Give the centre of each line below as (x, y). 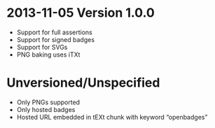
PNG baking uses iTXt (48, 55)
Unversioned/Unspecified (83, 83)
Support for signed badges (56, 39)
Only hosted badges (46, 109)
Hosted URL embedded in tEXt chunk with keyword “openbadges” (112, 117)
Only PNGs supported (48, 102)
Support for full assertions (54, 32)
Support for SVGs (42, 47)
